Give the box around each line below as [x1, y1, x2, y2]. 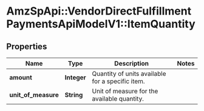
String [64, 91, 83, 99]
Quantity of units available [92, 70, 166, 78]
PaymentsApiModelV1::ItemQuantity [6, 17, 195, 31]
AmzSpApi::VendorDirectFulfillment [6, 4, 192, 18]
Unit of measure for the [92, 87, 158, 95]
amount [9, 73, 32, 81]
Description [114, 59, 149, 67]
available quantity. [92, 95, 144, 103]
